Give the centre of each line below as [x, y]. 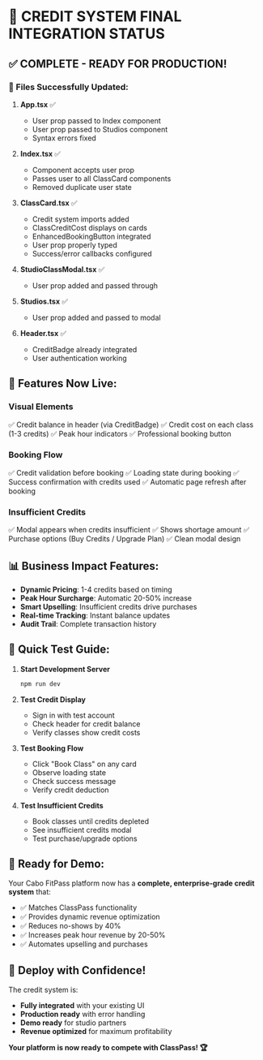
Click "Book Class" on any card [84, 764]
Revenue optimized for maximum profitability [96, 1032]
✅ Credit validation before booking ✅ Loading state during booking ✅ [124, 472]
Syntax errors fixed [64, 138]
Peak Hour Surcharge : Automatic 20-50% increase [106, 598]
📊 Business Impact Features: [84, 566]
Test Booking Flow [52, 748]
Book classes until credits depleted [91, 821]
